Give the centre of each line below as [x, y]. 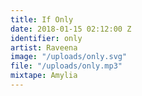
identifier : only [46, 38]
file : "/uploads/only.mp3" [66, 66]
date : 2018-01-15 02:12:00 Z [71, 29]
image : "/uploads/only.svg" [69, 57]
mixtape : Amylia [44, 76]
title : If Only [42, 19]
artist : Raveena [44, 47]
